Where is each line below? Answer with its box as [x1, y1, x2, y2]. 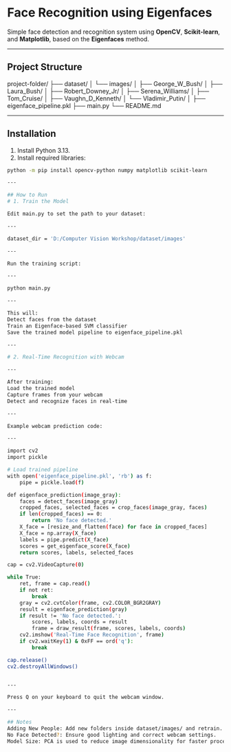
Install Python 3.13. [16, 146, 71, 154]
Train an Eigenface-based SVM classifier [7, 322, 128, 330]
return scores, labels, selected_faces [19, 549, 134, 556]
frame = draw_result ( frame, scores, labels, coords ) [32, 625, 186, 632]
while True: [7, 574, 41, 581]
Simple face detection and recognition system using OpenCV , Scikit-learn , [7, 28, 220, 36]
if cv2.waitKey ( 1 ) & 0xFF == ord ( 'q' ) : [19, 638, 134, 645]
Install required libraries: [16, 153, 86, 162]
